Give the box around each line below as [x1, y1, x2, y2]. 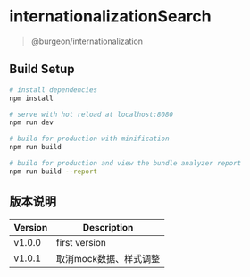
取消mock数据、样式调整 [56, 252, 161, 264]
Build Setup [9, 62, 75, 77]
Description [82, 221, 134, 233]
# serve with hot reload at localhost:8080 [9, 110, 174, 119]
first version [56, 236, 107, 248]
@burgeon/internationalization [30, 36, 144, 46]
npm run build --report [9, 167, 98, 176]
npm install [9, 94, 54, 103]
